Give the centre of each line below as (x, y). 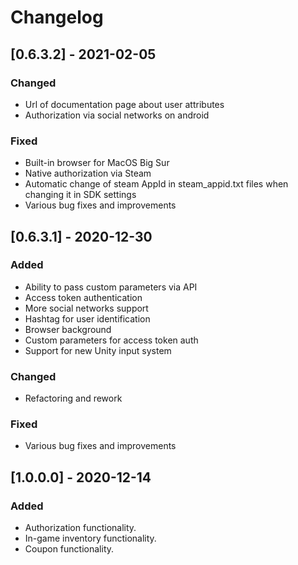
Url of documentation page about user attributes (124, 104)
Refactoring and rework (73, 398)
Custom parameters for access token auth (111, 340)
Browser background (68, 329)
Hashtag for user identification (87, 318)
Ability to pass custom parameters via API (111, 287)
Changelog (57, 17)
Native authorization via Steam (88, 173)
